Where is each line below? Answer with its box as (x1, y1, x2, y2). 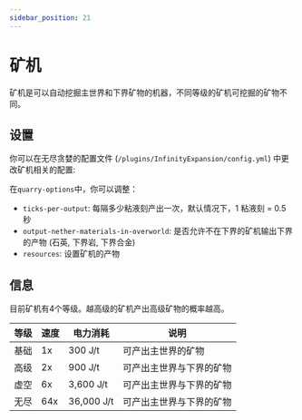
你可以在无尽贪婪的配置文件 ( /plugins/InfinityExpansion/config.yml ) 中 (9, 153, 281, 164)
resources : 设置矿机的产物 (22, 249, 121, 259)
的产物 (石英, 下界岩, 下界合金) (22, 237, 136, 248)
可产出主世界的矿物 (122, 345, 205, 357)
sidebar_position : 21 (9, 13, 92, 23)
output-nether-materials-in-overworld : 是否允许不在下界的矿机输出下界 (22, 226, 293, 237)
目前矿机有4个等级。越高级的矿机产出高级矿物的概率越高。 (9, 303, 229, 314)
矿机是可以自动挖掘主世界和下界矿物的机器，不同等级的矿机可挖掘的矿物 (9, 87, 279, 98)
